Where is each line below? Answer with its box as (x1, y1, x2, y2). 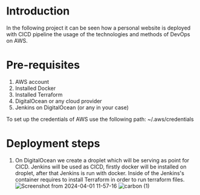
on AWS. (6, 37, 28, 44)
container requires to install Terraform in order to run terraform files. (15, 176, 185, 183)
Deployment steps (6, 137, 100, 150)
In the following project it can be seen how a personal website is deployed (6, 24, 191, 31)
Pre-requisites (6, 59, 80, 72)
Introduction (6, 4, 70, 18)
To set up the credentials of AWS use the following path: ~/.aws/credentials (6, 115, 195, 123)
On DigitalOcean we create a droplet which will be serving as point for (15, 156, 190, 164)
